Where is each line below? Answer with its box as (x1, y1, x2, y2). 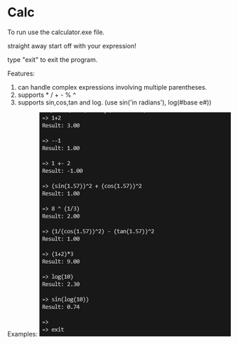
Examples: (7, 329, 38, 338)
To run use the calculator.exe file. (7, 28, 105, 36)
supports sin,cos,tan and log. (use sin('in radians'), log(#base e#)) (17, 97, 212, 107)
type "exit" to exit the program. (7, 55, 98, 64)
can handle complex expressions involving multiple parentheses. (17, 83, 207, 91)
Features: (7, 69, 36, 78)
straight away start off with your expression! (7, 41, 136, 50)
